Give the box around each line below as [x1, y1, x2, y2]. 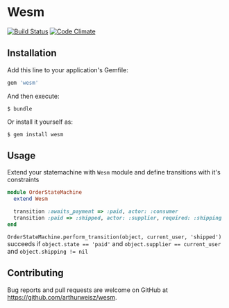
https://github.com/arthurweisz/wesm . [7, 293, 117, 301]
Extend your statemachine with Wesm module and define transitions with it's [7, 168, 221, 177]
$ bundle [7, 105, 33, 112]
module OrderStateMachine [7, 189, 82, 196]
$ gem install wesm [7, 131, 64, 138]
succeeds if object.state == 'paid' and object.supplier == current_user [7, 239, 221, 248]
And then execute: [7, 92, 60, 100]
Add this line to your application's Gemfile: [7, 65, 128, 74]
